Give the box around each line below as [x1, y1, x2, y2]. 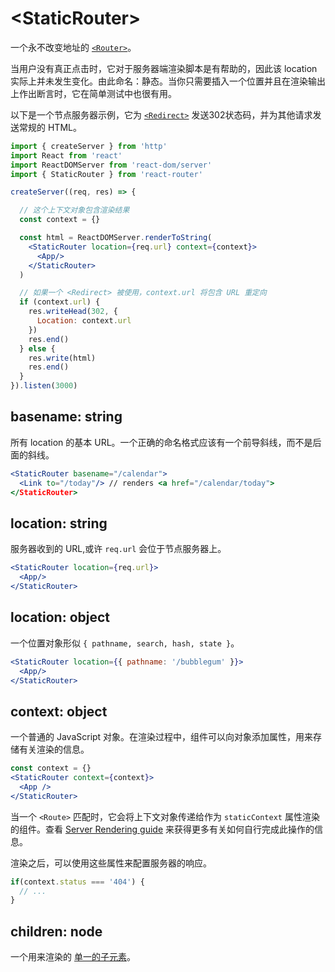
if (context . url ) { [19, 297, 101, 307]
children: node [10, 923, 103, 940]
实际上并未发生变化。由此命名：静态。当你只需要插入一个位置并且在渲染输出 [10, 75, 326, 87]
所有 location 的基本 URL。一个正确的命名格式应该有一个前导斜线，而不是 [10, 436, 313, 448]
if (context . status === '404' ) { [10, 877, 145, 887]
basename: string [10, 408, 123, 426]
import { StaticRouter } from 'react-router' [10, 169, 203, 179]
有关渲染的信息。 [18, 743, 90, 756]
